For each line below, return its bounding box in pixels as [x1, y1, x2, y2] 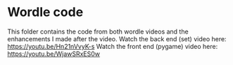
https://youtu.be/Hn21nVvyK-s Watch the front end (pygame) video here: [7, 42, 218, 50]
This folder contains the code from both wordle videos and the [7, 27, 189, 36]
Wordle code [7, 4, 84, 20]
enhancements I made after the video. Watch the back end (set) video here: [7, 34, 227, 43]
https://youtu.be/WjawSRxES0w [7, 50, 101, 58]
